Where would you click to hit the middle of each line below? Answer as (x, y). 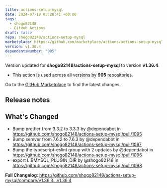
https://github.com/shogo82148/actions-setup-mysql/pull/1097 (77, 144)
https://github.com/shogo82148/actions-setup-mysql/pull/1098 (77, 165)
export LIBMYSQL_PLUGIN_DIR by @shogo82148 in (65, 160)
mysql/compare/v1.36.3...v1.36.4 (39, 180)
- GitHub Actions (28, 28)
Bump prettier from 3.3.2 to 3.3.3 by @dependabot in (66, 129)
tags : (11, 19)
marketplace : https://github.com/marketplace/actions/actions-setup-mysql (84, 42)
